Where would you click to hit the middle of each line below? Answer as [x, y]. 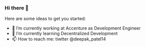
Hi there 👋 [17, 8]
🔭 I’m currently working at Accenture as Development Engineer [76, 28]
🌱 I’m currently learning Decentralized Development [65, 34]
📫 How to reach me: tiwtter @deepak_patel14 [59, 39]
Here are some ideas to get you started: [45, 19]
